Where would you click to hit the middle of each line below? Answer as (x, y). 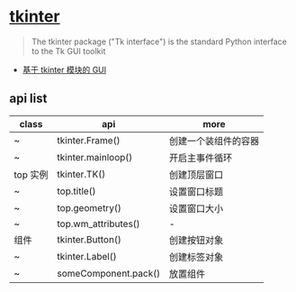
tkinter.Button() (89, 239)
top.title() (76, 191)
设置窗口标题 (196, 191)
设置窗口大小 (196, 208)
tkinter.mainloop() (95, 157)
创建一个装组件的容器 (214, 141)
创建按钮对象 (196, 240)
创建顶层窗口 (196, 175)
